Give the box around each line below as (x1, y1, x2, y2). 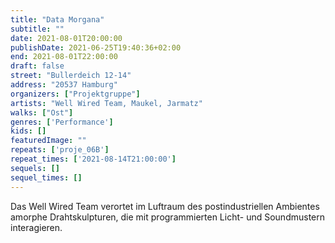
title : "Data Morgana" (10, 14, 105, 25)
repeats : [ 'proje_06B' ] (10, 145, 110, 155)
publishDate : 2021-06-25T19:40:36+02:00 (10, 42, 182, 53)
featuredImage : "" (10, 136, 87, 146)
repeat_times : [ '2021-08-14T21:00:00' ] (10, 154, 177, 164)
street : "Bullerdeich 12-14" (10, 71, 132, 81)
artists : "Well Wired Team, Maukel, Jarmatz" (10, 98, 203, 108)
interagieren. (10, 221, 63, 233)
